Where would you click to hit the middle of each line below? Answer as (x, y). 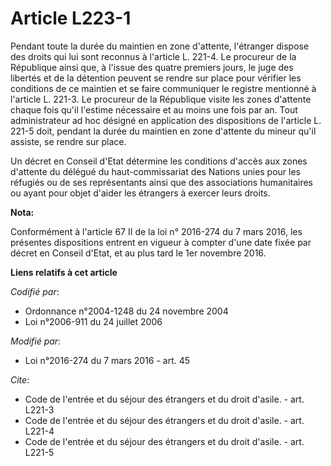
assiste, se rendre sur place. (68, 141)
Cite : (20, 379)
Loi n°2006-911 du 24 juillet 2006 (93, 321)
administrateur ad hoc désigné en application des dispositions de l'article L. (166, 120)
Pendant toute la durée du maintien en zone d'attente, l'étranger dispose (160, 46)
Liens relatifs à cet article (64, 272)
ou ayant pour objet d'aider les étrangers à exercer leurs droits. (140, 193)
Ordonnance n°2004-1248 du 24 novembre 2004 (126, 311)
